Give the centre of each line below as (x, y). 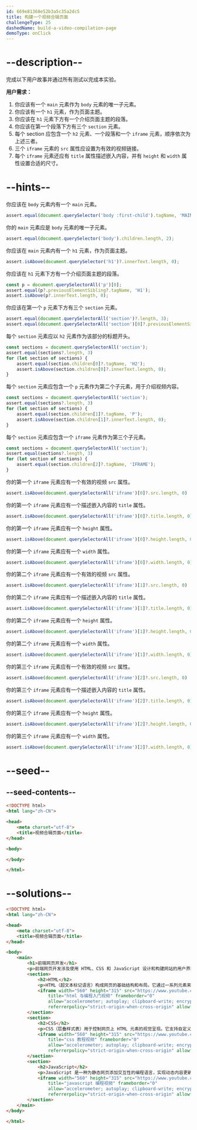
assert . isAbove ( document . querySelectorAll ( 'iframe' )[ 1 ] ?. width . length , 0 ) (99, 655)
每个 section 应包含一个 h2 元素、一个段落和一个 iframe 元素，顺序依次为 (102, 134)
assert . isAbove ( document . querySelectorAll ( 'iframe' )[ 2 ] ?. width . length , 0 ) (99, 747)
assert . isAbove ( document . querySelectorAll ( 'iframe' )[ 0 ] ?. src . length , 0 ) (97, 493)
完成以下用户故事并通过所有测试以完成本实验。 (62, 79)
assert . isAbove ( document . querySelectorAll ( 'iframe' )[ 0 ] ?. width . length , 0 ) (99, 562)
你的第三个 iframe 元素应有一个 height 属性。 (61, 713)
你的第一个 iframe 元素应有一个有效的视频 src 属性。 (70, 482)
